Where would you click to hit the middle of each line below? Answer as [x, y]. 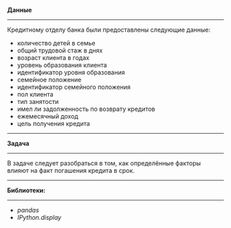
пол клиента [35, 94]
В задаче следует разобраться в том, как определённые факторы [104, 163]
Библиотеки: [26, 190]
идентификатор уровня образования [71, 72]
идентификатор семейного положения [74, 87]
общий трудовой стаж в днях [60, 50]
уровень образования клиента [62, 65]
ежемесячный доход [48, 116]
